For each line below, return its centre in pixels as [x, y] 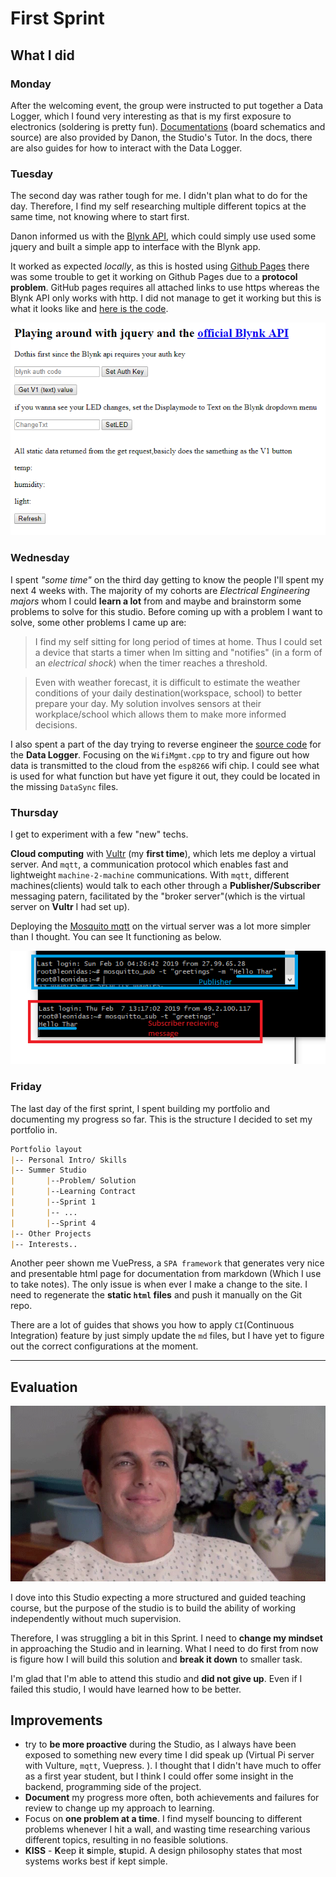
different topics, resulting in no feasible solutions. [126, 1840]
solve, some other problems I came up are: [98, 622]
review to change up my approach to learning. [119, 1808]
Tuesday [32, 174]
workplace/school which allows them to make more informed [160, 714]
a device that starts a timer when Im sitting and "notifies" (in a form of [178, 652]
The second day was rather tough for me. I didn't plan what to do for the [159, 196]
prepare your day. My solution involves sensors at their [148, 703]
